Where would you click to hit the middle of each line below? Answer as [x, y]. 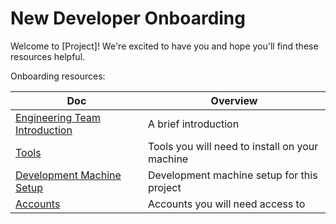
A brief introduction [193, 124]
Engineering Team [58, 117]
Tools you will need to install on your [233, 146]
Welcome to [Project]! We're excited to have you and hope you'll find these [164, 46]
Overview [234, 100]
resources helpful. [48, 56]
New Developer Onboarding [128, 18]
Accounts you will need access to [226, 204]
